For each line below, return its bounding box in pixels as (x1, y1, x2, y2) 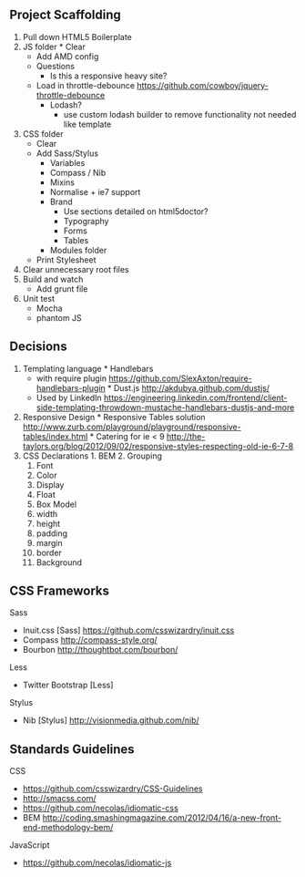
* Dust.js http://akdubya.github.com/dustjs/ (107, 382, 270, 393)
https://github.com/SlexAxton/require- (108, 373, 252, 384)
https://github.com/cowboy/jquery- (136, 79, 269, 90)
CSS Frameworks (9, 583, 110, 599)
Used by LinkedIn (36, 392, 102, 403)
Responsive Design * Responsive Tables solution (22, 411, 207, 422)
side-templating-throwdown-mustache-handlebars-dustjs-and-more (36, 401, 295, 413)
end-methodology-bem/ (22, 822, 114, 833)
